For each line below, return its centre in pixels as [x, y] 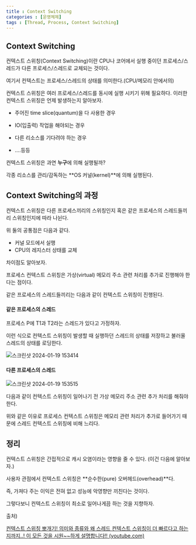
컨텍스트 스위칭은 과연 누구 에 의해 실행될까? [56, 163]
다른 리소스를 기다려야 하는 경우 [50, 138]
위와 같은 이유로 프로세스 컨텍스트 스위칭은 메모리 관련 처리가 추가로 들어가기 [94, 416]
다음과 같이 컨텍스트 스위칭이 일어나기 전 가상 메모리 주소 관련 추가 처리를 [90, 396]
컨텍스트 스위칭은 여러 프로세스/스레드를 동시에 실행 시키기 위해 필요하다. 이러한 [97, 93]
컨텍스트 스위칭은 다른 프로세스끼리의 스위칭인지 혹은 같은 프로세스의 [84, 210]
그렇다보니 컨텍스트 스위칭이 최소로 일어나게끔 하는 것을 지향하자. [80, 503]
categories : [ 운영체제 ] [34, 17]
